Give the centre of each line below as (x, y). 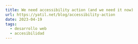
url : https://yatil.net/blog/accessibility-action (60, 15)
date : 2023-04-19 (24, 19)
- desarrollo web (28, 29)
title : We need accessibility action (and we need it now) (70, 10)
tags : (11, 24)
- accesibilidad (27, 33)
